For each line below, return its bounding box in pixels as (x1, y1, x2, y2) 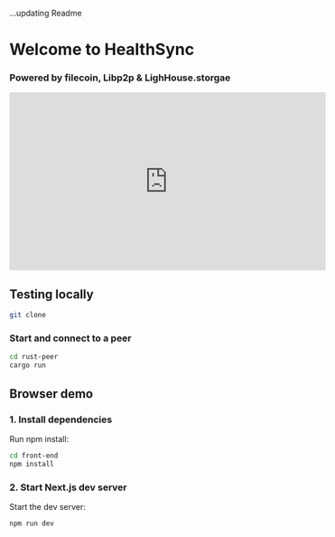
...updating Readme (9, 8, 83, 18)
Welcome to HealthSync (9, 40, 195, 60)
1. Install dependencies (9, 413, 113, 426)
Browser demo (9, 386, 93, 401)
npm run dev (9, 519, 54, 528)
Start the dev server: (9, 501, 86, 512)
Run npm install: (9, 433, 70, 444)
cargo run (9, 361, 47, 370)
